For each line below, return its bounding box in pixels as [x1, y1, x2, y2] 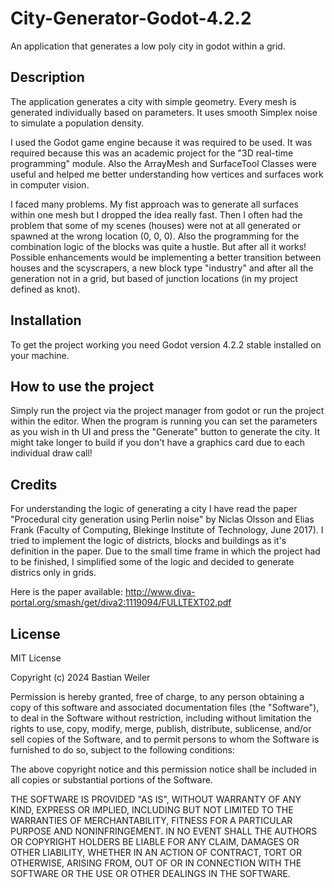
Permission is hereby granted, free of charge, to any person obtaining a [10, 691, 305, 702]
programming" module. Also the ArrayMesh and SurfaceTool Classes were [10, 157, 317, 169]
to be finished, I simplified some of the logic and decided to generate [10, 556, 295, 568]
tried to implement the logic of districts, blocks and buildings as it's [10, 535, 287, 547]
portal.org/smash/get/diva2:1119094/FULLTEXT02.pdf [10, 597, 232, 609]
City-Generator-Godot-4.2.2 [10, 7, 252, 30]
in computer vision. [10, 178, 90, 191]
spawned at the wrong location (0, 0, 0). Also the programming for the [10, 230, 300, 242]
